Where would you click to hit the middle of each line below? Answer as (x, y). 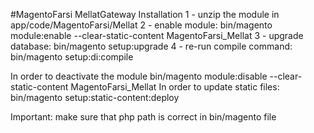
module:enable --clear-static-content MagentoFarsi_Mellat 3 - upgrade (157, 35)
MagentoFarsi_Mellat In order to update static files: (175, 87)
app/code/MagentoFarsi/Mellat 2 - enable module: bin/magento (141, 25)
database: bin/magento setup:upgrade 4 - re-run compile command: (151, 46)
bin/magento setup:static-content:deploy (95, 97)
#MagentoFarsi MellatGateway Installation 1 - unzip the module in (145, 14)
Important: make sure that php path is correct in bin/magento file (143, 117)
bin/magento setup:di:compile (72, 57)
